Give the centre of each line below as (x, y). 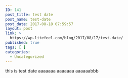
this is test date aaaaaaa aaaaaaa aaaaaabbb (52, 71)
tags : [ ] (16, 47)
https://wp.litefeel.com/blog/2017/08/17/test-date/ (67, 38)
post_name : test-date (28, 19)
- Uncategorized (27, 57)
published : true (22, 43)
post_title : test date (29, 15)
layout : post (19, 29)
